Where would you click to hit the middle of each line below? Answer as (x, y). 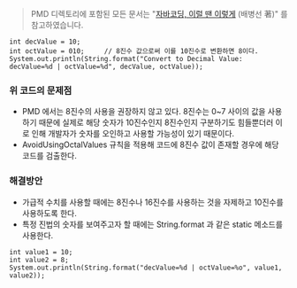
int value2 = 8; (39, 260)
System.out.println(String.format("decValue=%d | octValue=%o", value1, (146, 268)
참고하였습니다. (57, 25)
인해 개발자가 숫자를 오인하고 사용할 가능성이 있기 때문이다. (133, 134)
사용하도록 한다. (49, 213)
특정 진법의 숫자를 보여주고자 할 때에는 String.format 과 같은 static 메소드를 (152, 224)
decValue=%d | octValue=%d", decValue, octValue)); (106, 66)
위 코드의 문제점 (41, 90)
